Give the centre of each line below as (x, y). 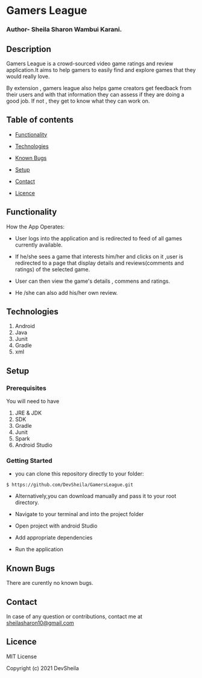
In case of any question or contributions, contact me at (74, 616)
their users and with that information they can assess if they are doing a (95, 94)
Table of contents (40, 120)
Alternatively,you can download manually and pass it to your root (96, 496)
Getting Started (29, 460)
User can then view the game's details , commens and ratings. (93, 281)
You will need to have (33, 401)
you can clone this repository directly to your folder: (79, 474)
